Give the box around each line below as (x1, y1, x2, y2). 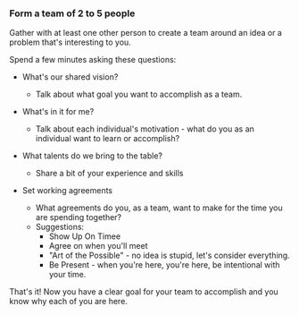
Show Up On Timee (48, 231, 121, 242)
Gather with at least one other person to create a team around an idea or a (9, 28, 283, 38)
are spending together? (35, 212, 122, 223)
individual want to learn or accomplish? (35, 133, 180, 144)
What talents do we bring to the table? (21, 150, 163, 161)
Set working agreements (21, 185, 113, 196)
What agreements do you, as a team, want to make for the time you (35, 202, 283, 213)
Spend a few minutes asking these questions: (9, 55, 177, 65)
